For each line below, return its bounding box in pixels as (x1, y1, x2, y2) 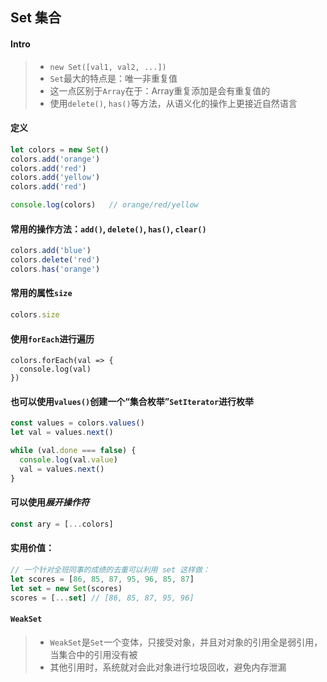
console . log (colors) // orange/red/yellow (10, 200, 199, 210)
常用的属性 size (10, 287, 73, 299)
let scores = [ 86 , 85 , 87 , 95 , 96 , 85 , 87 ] (10, 574, 195, 584)
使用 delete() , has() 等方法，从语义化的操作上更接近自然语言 (49, 97, 298, 109)
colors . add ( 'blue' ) (10, 246, 92, 256)
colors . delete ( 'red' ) (10, 255, 101, 265)
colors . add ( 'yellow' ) (10, 173, 101, 183)
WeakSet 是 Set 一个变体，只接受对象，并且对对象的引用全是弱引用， (49, 636, 323, 648)
